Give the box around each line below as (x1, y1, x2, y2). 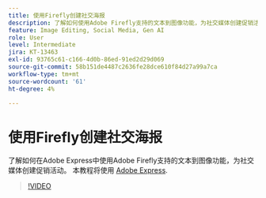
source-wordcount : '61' (8, 77, 87, 85)
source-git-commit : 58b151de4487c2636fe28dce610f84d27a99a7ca (8, 63, 218, 71)
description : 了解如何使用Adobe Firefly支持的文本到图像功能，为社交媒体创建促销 (8, 19, 254, 27)
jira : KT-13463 (8, 48, 59, 56)
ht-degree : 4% (8, 84, 55, 93)
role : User (8, 33, 44, 42)
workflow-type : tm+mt (8, 70, 80, 78)
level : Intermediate (8, 41, 77, 49)
